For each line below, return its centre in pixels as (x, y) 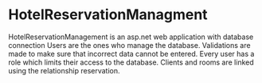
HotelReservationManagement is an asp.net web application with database (131, 37)
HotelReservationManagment (108, 15)
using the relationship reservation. (65, 70)
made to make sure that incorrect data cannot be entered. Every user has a (131, 53)
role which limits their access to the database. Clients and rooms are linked (131, 62)
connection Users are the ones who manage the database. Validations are (129, 45)
